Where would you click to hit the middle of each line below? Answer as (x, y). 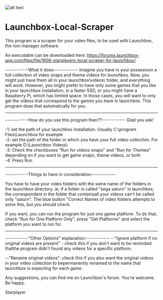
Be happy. (15, 282)
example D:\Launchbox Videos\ (36, 145)
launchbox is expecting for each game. (44, 268)
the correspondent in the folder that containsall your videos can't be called (80, 194)
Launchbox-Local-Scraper (59, 27)
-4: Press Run (19, 160)
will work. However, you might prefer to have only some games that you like (81, 85)
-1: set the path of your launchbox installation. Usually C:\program (71, 129)
